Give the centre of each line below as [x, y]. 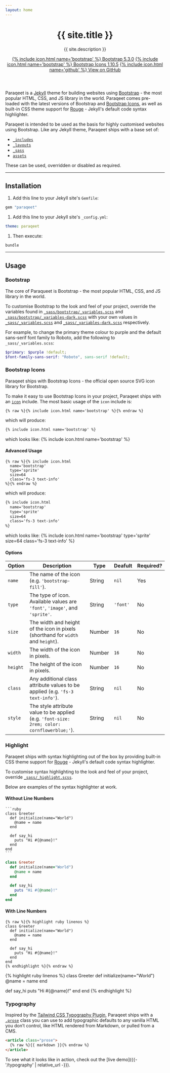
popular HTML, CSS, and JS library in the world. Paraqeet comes [73, 98]
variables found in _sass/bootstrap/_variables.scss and [64, 312]
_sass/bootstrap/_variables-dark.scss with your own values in [71, 317]
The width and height [55, 623]
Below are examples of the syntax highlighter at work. [61, 787]
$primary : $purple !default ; [36, 352]
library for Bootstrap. [27, 386]
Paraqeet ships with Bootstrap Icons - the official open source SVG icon [80, 381]
